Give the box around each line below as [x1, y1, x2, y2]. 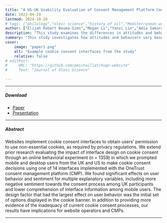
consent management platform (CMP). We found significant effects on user [5, 170, 160, 176]
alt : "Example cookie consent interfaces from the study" [14, 49, 137, 54]
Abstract [5, 126, 24, 132]
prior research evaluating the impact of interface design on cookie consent [5, 149, 159, 155]
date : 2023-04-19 [5, 12, 41, 17]
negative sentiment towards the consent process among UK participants [5, 181, 154, 187]
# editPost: [5, 58, 30, 63]
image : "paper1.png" [14, 44, 57, 49]
